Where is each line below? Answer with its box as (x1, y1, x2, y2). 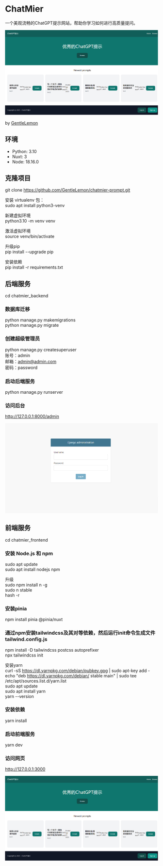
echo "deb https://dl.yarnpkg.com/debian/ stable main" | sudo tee (5, 673, 137, 678)
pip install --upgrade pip (5, 249, 54, 255)
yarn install (5, 718, 27, 723)
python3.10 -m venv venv (5, 218, 56, 224)
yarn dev (5, 742, 23, 748)
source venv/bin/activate (5, 234, 55, 240)
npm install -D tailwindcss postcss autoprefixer (5, 647, 99, 653)
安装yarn (5, 662, 23, 668)
